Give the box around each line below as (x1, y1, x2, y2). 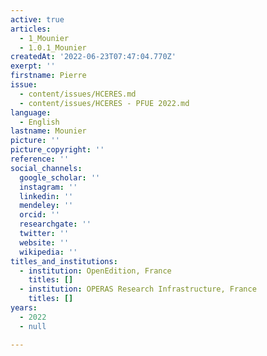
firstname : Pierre (10, 71, 87, 81)
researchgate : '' (19, 219, 92, 230)
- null (19, 321, 47, 331)
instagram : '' (19, 182, 78, 192)
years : (10, 303, 38, 313)
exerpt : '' (10, 61, 56, 71)
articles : (10, 24, 52, 34)
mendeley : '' (19, 201, 74, 211)
